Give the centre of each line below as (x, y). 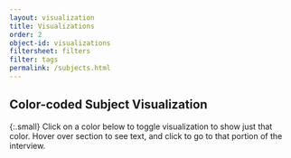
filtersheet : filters (50, 51)
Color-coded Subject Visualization (108, 105)
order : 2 (26, 34)
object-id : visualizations (60, 43)
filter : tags (34, 60)
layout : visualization (52, 18)
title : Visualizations (52, 26)
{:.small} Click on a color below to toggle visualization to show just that (141, 126)
